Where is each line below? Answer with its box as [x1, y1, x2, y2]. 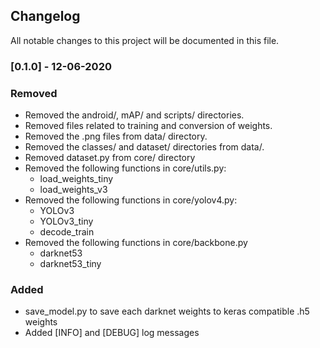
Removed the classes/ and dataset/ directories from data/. [24, 141, 265, 153]
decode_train [39, 226, 95, 238]
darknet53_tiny [39, 258, 102, 270]
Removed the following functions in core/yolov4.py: [24, 194, 238, 206]
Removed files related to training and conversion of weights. [24, 120, 273, 132]
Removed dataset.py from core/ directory [24, 152, 196, 164]
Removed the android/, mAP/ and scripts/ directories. [24, 109, 245, 121]
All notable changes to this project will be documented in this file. [10, 34, 280, 46]
